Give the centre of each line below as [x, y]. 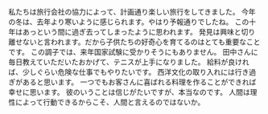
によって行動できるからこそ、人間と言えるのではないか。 [110, 102]
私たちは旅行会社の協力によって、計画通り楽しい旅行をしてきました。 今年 [132, 12]
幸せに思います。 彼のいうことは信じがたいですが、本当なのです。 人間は [130, 92]
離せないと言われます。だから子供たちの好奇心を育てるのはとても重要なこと [134, 42]
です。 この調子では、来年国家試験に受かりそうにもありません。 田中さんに [134, 52]
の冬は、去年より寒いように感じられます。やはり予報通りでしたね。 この [129, 22]
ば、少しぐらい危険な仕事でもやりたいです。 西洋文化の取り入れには [122, 72]
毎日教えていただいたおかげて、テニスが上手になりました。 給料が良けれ [129, 62]
